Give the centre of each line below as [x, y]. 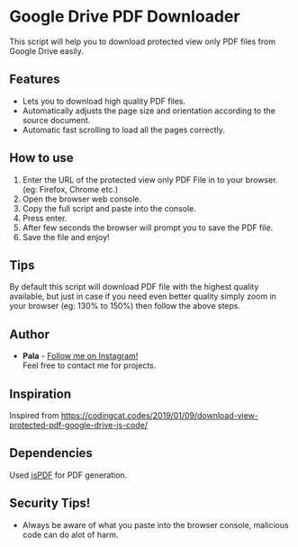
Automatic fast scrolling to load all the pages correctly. [123, 130]
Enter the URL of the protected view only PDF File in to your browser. [150, 179]
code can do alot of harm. [70, 534]
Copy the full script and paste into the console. [109, 208]
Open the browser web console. [82, 199]
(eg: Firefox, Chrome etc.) [70, 189]
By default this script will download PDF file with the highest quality [134, 287]
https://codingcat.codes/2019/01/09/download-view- [160, 415]
